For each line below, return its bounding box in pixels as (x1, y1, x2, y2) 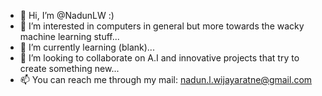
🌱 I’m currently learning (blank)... (19, 41, 155, 53)
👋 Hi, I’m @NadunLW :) (19, 10, 115, 21)
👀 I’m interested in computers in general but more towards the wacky (19, 20, 305, 32)
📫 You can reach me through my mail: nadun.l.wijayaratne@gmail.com (19, 74, 313, 85)
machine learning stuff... (19, 31, 120, 42)
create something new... (19, 63, 120, 74)
